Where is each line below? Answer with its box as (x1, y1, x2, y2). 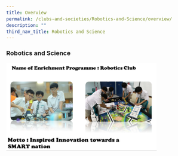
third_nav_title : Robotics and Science (6, 29, 106, 35)
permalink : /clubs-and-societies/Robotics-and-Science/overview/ (6, 16, 172, 22)
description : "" (6, 22, 47, 28)
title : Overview (6, 10, 47, 16)
